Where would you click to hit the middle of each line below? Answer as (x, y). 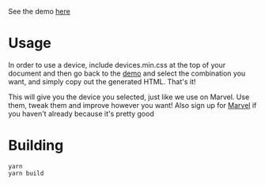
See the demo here (40, 11)
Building (36, 146)
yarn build (26, 173)
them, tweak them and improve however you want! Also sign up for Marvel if (132, 105)
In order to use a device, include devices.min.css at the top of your (117, 65)
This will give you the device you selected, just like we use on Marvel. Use (129, 97)
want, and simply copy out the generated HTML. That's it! (102, 81)
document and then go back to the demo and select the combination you (127, 73)
